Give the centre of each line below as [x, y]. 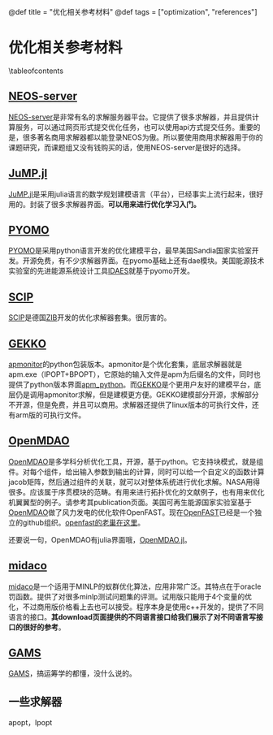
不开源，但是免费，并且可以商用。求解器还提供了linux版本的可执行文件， [130, 405]
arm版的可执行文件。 [50, 415]
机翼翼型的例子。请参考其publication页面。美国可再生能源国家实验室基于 [130, 502]
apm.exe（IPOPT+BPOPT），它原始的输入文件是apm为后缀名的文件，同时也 [135, 374]
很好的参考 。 [44, 627]
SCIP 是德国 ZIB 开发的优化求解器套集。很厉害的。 [90, 318]
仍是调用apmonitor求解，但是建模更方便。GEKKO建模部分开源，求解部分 [137, 395]
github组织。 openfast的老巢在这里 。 [83, 522]
